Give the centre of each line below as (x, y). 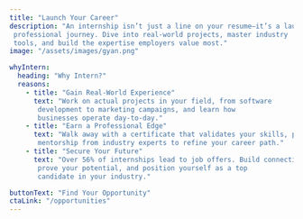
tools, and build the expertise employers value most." (120, 43)
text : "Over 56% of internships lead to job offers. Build (146, 160)
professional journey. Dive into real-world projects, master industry (151, 34)
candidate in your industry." (94, 177)
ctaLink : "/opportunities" (60, 201)
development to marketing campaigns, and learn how (137, 109)
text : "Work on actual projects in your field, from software (152, 101)
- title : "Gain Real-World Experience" (101, 92)
